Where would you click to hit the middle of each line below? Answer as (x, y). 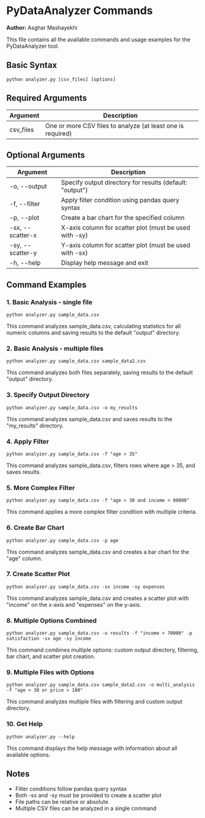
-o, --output (28, 186)
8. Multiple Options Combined (52, 620)
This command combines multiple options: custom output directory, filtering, (103, 650)
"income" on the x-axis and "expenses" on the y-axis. (74, 604)
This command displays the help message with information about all (92, 748)
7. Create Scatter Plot (38, 574)
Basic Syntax (32, 65)
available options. (28, 754)
